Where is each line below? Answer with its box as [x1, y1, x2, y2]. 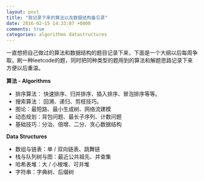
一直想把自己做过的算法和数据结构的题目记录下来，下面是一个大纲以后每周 [6, 49, 192, 57]
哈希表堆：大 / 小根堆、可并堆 [15, 161, 90, 168]
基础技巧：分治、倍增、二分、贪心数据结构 [15, 121, 122, 128]
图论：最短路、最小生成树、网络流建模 [15, 105, 111, 113]
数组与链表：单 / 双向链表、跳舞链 [15, 146, 100, 153]
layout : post [6, 9, 39, 15]
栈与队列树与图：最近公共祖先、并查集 [15, 153, 111, 160]
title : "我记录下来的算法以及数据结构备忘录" [6, 15, 108, 21]
